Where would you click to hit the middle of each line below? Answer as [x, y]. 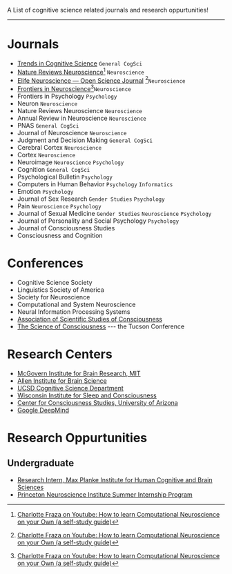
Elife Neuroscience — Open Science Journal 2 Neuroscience [101, 80]
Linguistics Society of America [61, 290]
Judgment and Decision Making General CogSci [85, 140]
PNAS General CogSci [48, 125]
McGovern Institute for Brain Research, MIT [79, 373]
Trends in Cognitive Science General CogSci [80, 63]
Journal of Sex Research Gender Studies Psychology [91, 199]
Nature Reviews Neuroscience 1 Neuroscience [81, 71]
